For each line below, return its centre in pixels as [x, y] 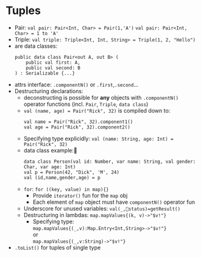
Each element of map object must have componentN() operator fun [114, 202]
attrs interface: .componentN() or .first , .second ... [76, 84]
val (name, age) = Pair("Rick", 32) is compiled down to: [97, 110]
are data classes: [36, 46]
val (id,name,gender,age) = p [62, 177]
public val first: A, [53, 62]
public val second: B [53, 68]
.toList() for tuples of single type [58, 247]
